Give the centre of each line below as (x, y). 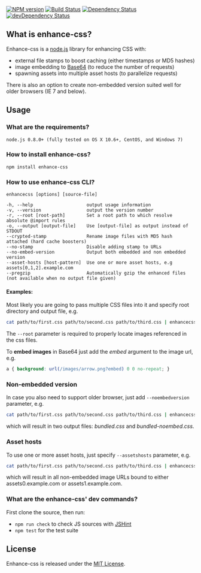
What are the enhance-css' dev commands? (72, 499)
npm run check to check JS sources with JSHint (73, 524)
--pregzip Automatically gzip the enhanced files (96, 273)
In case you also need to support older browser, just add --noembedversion (98, 397)
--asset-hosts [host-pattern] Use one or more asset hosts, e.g (89, 263)
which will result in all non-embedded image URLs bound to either (87, 477)
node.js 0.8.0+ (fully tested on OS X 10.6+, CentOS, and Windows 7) (95, 140)
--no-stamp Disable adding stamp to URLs (84, 247)
